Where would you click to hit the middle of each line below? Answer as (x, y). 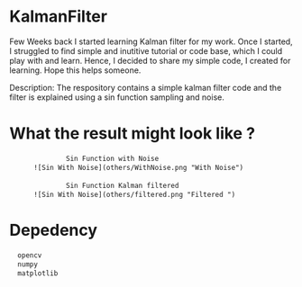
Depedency (53, 230)
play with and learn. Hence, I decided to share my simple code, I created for (150, 60)
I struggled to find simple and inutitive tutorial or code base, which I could (146, 50)
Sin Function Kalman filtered (123, 185)
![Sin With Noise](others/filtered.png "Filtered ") (134, 194)
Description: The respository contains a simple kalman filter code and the (146, 87)
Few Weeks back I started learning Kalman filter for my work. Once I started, (151, 41)
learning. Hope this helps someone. (75, 70)
